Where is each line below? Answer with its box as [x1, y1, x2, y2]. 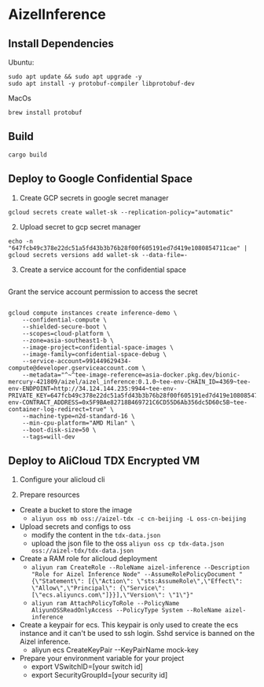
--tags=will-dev [22, 432, 76, 441]
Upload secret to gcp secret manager [19, 222, 141, 231]
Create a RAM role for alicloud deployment [19, 554, 158, 564]
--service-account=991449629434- [22, 357, 132, 365]
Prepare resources [19, 490, 80, 500]
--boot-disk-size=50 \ [22, 426, 97, 434]
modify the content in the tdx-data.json [31, 531, 161, 540]
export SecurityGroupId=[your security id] [31, 670, 168, 680]
